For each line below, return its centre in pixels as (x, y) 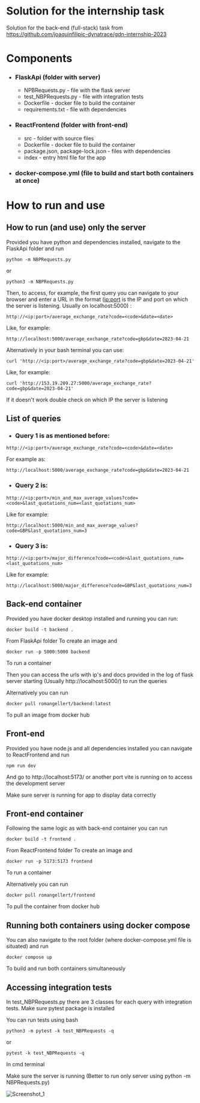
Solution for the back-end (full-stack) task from (65, 28)
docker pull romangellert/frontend (51, 895)
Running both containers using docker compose (98, 925)
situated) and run (28, 947)
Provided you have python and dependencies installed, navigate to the (93, 242)
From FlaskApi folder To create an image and (62, 641)
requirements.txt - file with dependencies (75, 110)
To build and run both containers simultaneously (66, 969)
